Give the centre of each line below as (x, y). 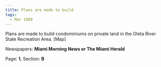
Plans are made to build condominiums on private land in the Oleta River (81, 34)
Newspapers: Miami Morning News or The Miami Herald (65, 49)
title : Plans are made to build (39, 10)
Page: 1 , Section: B (25, 59)
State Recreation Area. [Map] (36, 39)
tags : (11, 15)
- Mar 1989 (21, 19)
